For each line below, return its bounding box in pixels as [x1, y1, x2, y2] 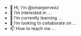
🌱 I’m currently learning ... [9, 15, 62, 20]
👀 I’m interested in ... [9, 10, 52, 16]
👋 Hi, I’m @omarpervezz [9, 5, 59, 10]
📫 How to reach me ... [9, 26, 55, 31]
